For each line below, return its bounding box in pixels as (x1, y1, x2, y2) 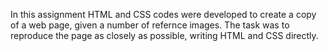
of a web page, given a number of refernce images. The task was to (10, 19, 290, 31)
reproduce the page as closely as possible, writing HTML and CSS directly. (10, 30, 319, 41)
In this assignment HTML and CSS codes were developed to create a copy (10, 9, 317, 20)
